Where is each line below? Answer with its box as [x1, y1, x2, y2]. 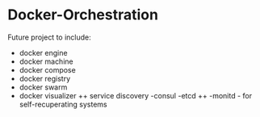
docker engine [19, 48, 68, 57]
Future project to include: [7, 32, 92, 42]
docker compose [19, 65, 76, 74]
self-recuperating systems [19, 99, 107, 109]
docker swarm [19, 82, 68, 92]
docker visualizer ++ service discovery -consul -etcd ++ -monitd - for [19, 90, 252, 100]
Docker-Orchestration [7, 6, 159, 24]
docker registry [19, 73, 71, 83]
